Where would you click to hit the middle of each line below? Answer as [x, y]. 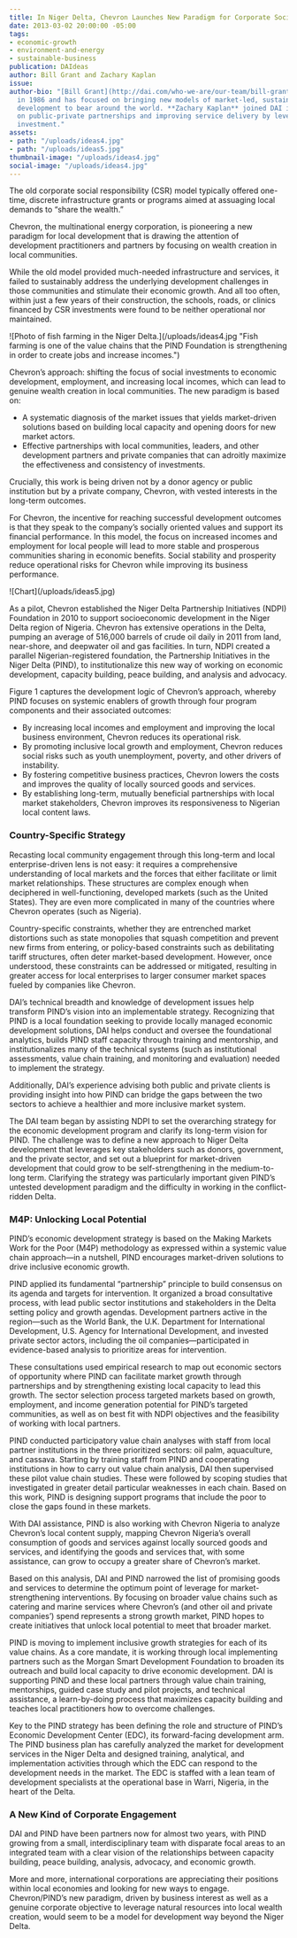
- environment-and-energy [57, 50]
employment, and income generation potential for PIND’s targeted [129, 1404]
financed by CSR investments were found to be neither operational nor [137, 310]
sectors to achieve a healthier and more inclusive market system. [127, 1104]
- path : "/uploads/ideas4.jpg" [67, 141]
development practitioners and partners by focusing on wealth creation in [143, 245]
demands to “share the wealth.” [66, 210]
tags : [19, 34]
